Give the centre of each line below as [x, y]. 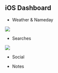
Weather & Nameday [33, 19]
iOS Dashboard [28, 8]
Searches [22, 38]
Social [18, 57]
